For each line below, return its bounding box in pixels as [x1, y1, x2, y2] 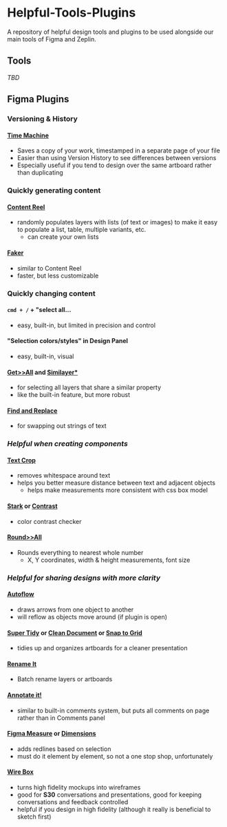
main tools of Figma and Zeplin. [7, 35, 96, 43]
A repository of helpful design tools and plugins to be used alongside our [7, 28, 214, 36]
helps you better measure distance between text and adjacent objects [17, 478, 215, 487]
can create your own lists [27, 233, 99, 241]
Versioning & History [7, 114, 78, 124]
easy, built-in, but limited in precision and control [17, 321, 156, 329]
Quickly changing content [7, 289, 96, 298]
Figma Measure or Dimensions [7, 730, 96, 738]
